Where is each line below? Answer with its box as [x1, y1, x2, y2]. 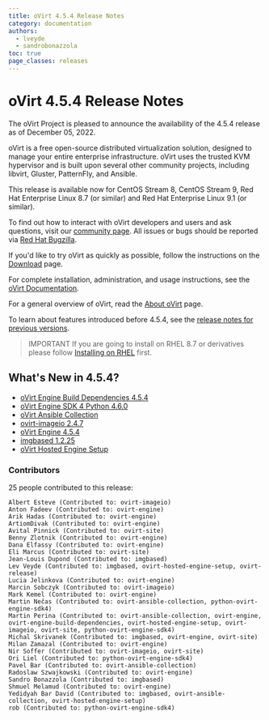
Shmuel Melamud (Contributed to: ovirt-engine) [8, 682, 172, 691]
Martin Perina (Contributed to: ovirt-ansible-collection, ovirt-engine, [8, 611, 263, 620]
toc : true [8, 49, 42, 58]
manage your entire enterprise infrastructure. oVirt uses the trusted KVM [8, 151, 250, 161]
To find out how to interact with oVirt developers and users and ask [8, 217, 232, 227]
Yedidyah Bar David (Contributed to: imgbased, [8, 689, 172, 697]
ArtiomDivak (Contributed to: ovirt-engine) [8, 519, 161, 527]
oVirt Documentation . [8, 283, 79, 292]
